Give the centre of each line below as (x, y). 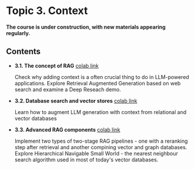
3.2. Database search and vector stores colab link (76, 101)
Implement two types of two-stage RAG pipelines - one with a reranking (101, 141)
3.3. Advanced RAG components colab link (67, 129)
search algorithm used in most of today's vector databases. (86, 160)
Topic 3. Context (47, 11)
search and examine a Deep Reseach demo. (68, 89)
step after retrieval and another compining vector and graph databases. (101, 147)
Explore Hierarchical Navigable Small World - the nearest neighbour (96, 153)
